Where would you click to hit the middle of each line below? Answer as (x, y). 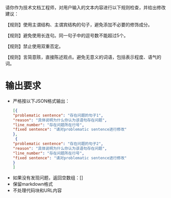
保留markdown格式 (33, 184)
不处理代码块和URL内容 (37, 190)
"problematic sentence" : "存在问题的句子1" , (58, 115)
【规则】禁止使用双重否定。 (34, 46)
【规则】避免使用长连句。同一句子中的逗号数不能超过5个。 (67, 35)
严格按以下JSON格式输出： (41, 101)
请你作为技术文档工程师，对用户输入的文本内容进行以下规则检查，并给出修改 (85, 7)
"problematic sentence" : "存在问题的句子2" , (58, 144)
